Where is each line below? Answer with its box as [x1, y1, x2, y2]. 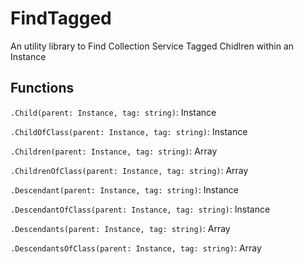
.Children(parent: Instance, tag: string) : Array [10, 145, 218, 157]
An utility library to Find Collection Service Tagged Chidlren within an [10, 40, 295, 52]
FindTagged [10, 7, 112, 30]
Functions [10, 80, 75, 97]
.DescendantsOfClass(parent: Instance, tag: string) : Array [10, 242, 262, 254]
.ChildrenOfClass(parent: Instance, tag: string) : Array [10, 164, 249, 176]
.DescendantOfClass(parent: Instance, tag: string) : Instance [10, 203, 271, 215]
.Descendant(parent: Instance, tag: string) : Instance [10, 183, 240, 196]
